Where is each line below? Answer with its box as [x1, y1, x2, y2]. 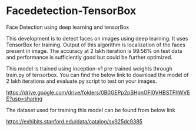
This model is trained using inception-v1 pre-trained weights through [6, 65, 172, 72]
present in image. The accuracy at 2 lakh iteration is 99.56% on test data [6, 47, 182, 54]
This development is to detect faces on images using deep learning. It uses [6, 35, 188, 42]
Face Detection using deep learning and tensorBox [6, 23, 129, 31]
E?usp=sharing [6, 95, 43, 102]
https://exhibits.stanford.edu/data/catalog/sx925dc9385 [6, 117, 143, 125]
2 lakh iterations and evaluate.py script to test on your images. [6, 78, 157, 85]
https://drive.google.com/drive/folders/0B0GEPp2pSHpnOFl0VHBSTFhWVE [6, 89, 190, 96]
